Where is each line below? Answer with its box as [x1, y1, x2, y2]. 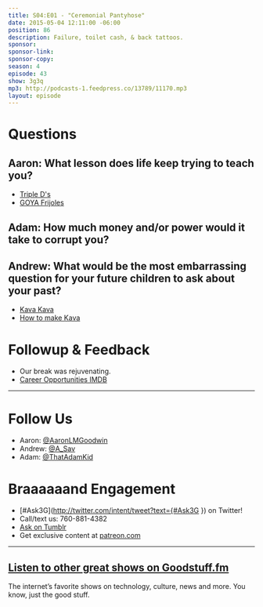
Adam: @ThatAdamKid [19, 453, 94, 462]
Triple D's [19, 190, 51, 199]
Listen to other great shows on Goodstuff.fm [8, 561, 229, 574]
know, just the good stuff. [8, 590, 90, 600]
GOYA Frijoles [19, 198, 64, 208]
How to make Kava [19, 313, 81, 322]
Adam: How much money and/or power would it [8, 220, 245, 234]
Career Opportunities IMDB [19, 375, 107, 384]
